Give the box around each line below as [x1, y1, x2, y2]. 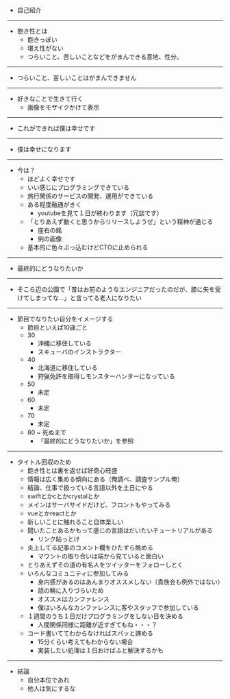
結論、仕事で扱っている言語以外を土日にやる [27, 484, 153, 491]
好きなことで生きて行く [16, 95, 84, 103]
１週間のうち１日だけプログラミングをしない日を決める [27, 612, 183, 620]
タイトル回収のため [16, 458, 72, 466]
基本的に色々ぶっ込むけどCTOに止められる [27, 243, 149, 252]
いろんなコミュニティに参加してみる [27, 569, 129, 577]
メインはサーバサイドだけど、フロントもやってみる [27, 501, 171, 508]
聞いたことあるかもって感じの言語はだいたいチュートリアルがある [27, 526, 214, 535]
